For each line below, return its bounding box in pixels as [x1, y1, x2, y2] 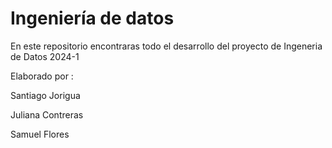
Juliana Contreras [10, 108, 84, 121]
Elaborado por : [10, 70, 74, 82]
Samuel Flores [10, 128, 70, 140]
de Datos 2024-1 [10, 50, 80, 62]
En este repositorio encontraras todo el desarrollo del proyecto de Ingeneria [10, 40, 323, 52]
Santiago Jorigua [10, 89, 81, 101]
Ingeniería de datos [10, 7, 175, 30]
